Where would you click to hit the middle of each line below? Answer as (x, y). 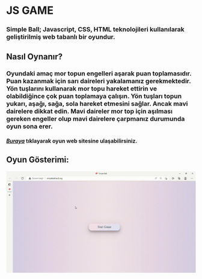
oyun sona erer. (29, 126)
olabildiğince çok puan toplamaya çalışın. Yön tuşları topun (94, 96)
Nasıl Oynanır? (35, 56)
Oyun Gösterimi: (38, 160)
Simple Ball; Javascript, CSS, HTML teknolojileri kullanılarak (95, 30)
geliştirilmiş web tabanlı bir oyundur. (61, 37)
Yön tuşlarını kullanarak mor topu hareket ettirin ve (82, 89)
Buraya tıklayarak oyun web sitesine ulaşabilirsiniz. (72, 141)
